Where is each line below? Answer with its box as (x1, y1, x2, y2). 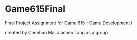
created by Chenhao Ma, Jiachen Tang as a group (5, 29, 108, 35)
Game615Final (5, 3, 66, 15)
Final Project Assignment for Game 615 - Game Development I (5, 20, 133, 26)
